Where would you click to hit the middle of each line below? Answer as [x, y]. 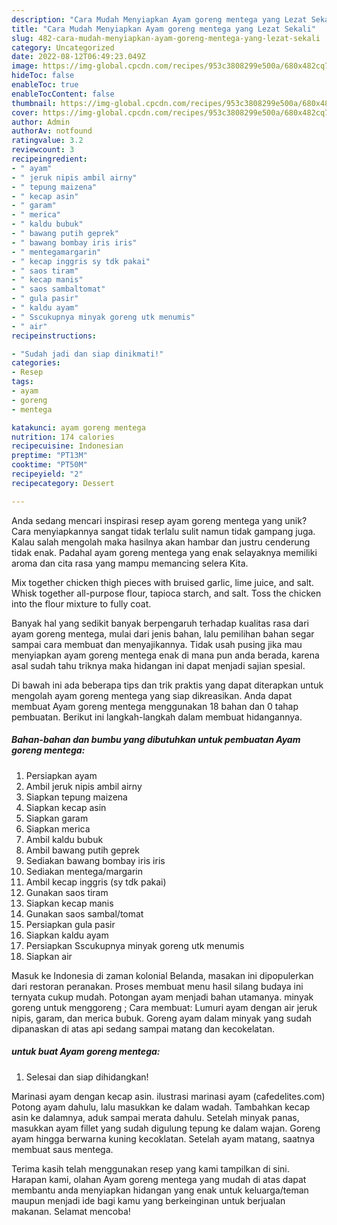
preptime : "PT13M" [49, 456]
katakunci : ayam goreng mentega [78, 427]
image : [25, 66]
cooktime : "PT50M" [49, 465]
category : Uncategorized [63, 47]
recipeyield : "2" [47, 474]
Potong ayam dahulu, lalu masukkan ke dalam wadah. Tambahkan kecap [161, 1107]
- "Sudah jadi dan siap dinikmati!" [87, 354]
